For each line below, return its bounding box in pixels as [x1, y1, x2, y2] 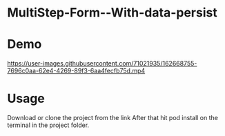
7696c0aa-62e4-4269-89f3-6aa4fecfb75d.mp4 [7, 67, 146, 75]
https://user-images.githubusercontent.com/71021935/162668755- [7, 59, 197, 68]
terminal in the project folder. [7, 121, 90, 129]
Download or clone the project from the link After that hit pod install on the [7, 114, 219, 122]
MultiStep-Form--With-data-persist [7, 5, 217, 21]
